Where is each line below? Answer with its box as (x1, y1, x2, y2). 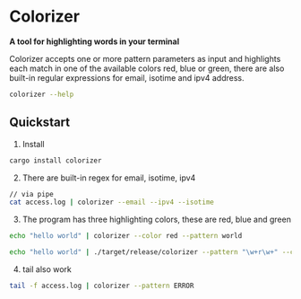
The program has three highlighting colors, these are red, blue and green (21, 214, 291, 225)
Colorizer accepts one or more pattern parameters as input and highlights (9, 53, 281, 64)
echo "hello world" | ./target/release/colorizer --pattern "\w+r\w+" (9, 248, 279, 257)
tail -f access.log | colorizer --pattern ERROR (9, 281, 194, 290)
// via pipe (9, 189, 54, 198)
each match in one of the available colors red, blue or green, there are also (9, 63, 285, 74)
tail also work (21, 264, 72, 275)
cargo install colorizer (9, 155, 102, 165)
